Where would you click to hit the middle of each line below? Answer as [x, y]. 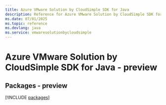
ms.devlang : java [23, 28]
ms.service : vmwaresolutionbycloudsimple [48, 33]
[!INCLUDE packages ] [27, 97]
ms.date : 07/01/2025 [26, 19]
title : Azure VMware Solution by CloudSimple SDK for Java [67, 10]
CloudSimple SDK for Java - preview [81, 68]
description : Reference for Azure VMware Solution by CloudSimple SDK [79, 14]
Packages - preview [36, 86]
